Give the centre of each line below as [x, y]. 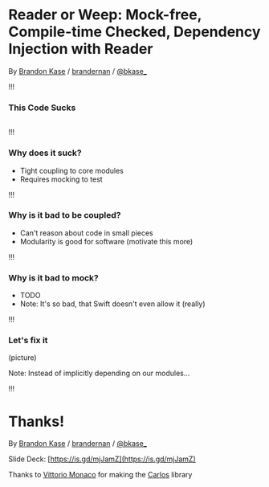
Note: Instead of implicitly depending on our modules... [99, 373]
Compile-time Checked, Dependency [134, 32]
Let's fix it [28, 341]
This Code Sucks [42, 108]
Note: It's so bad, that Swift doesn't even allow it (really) [113, 304]
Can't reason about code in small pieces [87, 233]
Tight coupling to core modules [72, 170]
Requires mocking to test [61, 179]
